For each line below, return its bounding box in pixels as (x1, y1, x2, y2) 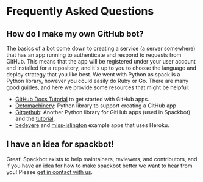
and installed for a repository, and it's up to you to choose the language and (6, 64, 197, 71)
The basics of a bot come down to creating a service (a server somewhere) (6, 45, 196, 52)
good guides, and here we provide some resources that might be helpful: (6, 84, 190, 91)
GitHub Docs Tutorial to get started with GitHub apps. (15, 96, 149, 103)
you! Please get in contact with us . (6, 168, 93, 175)
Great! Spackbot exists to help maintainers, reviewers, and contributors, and (6, 155, 198, 162)
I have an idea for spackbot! (6, 139, 114, 150)
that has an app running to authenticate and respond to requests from (6, 51, 182, 59)
